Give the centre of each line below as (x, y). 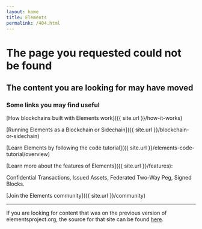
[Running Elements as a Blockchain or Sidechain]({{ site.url (79, 130)
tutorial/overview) (28, 154)
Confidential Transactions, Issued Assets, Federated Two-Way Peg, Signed (99, 178)
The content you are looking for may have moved (100, 88)
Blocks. (16, 184)
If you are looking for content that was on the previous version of (87, 213)
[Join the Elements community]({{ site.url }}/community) (76, 196)
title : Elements (26, 17)
